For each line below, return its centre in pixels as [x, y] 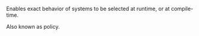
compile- [182, 9]
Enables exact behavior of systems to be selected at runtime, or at [88, 9]
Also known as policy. [33, 27]
